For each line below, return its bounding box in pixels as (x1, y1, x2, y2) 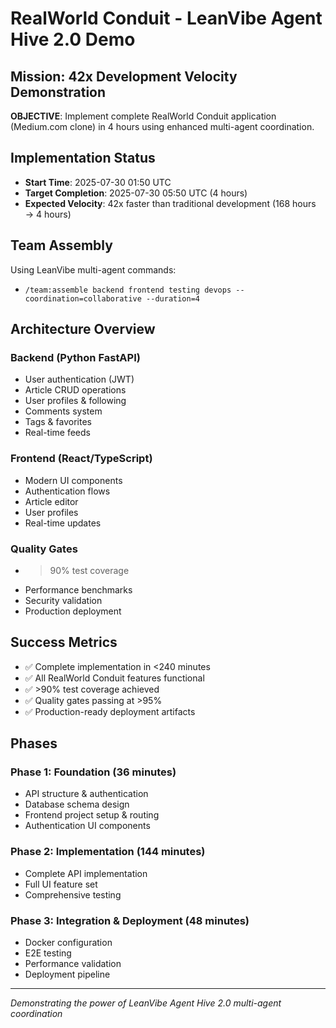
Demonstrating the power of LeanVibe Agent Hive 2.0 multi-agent (10, 997, 282, 1009)
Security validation (24, 594, 103, 606)
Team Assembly (10, 237, 113, 254)
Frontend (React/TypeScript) (10, 452, 153, 466)
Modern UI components (24, 474, 123, 486)
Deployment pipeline (24, 968, 111, 980)
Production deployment (24, 605, 122, 617)
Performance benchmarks (24, 583, 133, 596)
